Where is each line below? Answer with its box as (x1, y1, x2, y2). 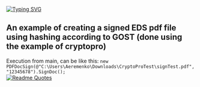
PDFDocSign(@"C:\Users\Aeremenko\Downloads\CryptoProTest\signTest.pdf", (6, 63, 195, 70)
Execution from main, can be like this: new (6, 57, 109, 64)
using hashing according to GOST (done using (6, 32, 183, 42)
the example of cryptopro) (6, 42, 106, 52)
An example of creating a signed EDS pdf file (6, 23, 177, 33)
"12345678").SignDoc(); (6, 69, 66, 74)
